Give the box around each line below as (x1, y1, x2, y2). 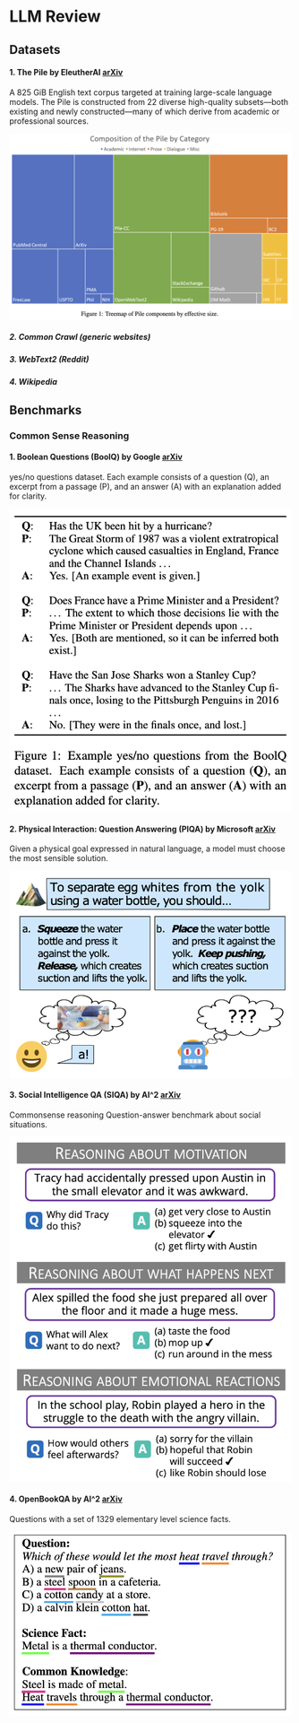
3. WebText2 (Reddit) (9, 353, 90, 364)
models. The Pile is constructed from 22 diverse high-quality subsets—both (9, 96, 289, 107)
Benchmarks (9, 402, 82, 418)
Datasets (9, 42, 61, 57)
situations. (9, 1118, 47, 1129)
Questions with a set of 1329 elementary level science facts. (9, 1513, 231, 1524)
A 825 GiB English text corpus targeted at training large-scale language (9, 87, 273, 98)
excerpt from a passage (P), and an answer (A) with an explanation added (9, 481, 282, 492)
